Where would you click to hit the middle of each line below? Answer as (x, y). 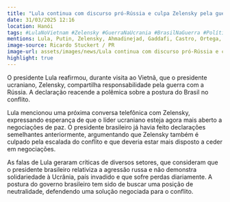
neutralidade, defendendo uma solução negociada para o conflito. (100, 191)
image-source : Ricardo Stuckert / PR (61, 45)
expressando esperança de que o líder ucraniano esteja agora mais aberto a (115, 120)
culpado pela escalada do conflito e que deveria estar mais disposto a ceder (115, 142)
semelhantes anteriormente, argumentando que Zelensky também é (103, 134)
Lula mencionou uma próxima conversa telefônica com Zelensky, (99, 112)
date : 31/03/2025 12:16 (41, 20)
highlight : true (30, 58)
